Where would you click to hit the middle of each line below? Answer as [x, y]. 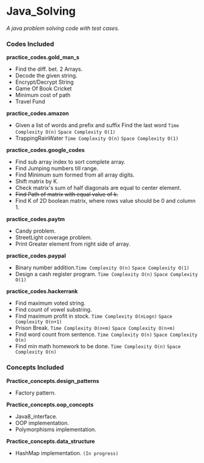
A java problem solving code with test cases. [63, 28]
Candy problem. [35, 231]
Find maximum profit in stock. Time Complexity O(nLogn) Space [94, 316]
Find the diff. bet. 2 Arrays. [49, 69]
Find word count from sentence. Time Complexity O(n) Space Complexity [106, 335]
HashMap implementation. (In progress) [67, 453]
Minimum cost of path [43, 95]
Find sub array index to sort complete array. [70, 162]
